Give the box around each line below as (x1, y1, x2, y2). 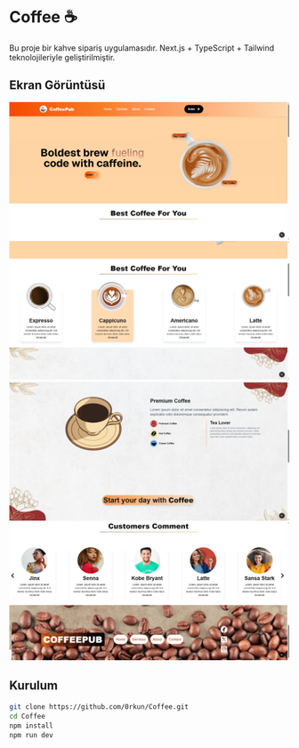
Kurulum (9, 678, 59, 693)
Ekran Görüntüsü (9, 77, 106, 93)
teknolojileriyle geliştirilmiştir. (9, 52, 116, 62)
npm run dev (9, 730, 53, 739)
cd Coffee (9, 712, 46, 721)
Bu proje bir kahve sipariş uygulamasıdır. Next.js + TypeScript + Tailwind (9, 42, 275, 53)
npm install (9, 721, 53, 730)
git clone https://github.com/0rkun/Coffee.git (9, 703, 190, 712)
